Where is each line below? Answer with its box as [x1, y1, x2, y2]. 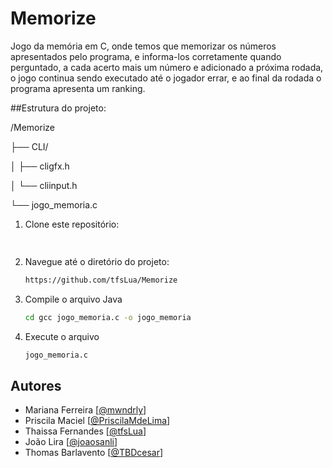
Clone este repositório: [24, 218, 120, 230]
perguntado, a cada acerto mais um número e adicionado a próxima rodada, [10, 61, 324, 73]
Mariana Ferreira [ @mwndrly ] [24, 404, 147, 416]
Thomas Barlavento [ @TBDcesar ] [24, 447, 164, 459]
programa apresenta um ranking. [10, 82, 146, 94]
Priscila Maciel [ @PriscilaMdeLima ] [24, 415, 171, 427]
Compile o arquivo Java [24, 293, 123, 305]
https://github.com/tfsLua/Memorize [24, 275, 178, 285]
